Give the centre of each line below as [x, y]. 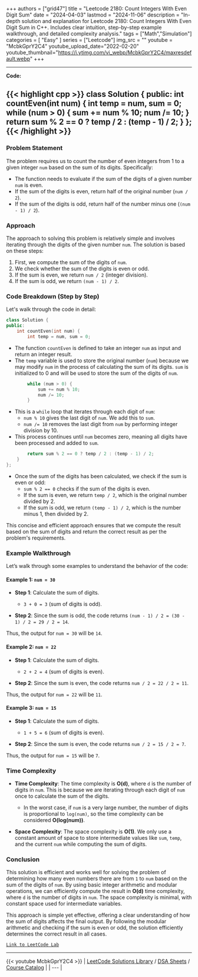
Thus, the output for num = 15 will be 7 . [53, 755]
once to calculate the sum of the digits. [62, 796]
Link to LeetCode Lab [33, 945]
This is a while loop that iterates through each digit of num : [85, 412]
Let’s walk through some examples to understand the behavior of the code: [97, 566]
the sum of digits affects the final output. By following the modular [86, 921]
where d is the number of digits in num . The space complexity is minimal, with [99, 897]
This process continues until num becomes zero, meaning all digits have [101, 437]
